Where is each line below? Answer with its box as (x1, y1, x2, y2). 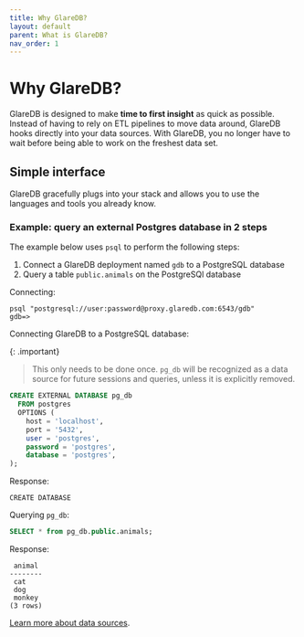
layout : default (9, 22, 71, 31)
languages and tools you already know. (9, 198, 157, 208)
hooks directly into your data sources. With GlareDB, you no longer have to (9, 128, 290, 139)
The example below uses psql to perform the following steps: (9, 241, 240, 252)
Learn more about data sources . (9, 618, 131, 629)
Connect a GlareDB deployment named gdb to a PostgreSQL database (22, 260, 285, 271)
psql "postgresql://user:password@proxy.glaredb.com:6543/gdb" (9, 304, 256, 313)
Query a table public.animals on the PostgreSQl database (22, 269, 242, 280)
